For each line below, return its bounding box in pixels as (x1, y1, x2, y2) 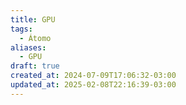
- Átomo (19, 33, 52, 43)
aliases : (10, 42, 47, 53)
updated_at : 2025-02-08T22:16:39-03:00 (10, 80, 177, 90)
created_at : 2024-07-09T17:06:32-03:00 (10, 71, 177, 81)
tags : (10, 24, 33, 34)
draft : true (10, 61, 60, 71)
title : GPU (10, 14, 56, 25)
